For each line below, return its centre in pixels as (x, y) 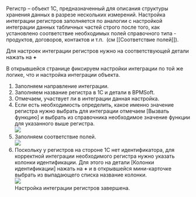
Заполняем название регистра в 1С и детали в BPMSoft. (85, 92)
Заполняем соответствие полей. (55, 137)
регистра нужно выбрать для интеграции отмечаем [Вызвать (92, 111)
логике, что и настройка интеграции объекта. (63, 75)
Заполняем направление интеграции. (62, 86)
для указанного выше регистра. (54, 123)
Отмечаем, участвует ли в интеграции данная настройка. (87, 98)
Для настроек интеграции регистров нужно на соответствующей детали (97, 51)
